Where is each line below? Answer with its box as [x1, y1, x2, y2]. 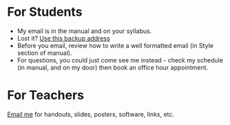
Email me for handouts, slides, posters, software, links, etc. [7, 110, 174, 118]
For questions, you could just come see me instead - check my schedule [17, 56, 224, 64]
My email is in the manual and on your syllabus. [17, 27, 152, 35]
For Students [7, 4, 83, 20]
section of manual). [17, 49, 72, 57]
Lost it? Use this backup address [17, 34, 110, 42]
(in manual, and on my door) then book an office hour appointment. [17, 63, 209, 71]
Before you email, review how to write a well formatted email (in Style [17, 41, 213, 49]
